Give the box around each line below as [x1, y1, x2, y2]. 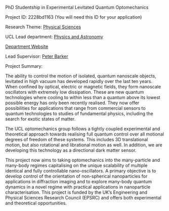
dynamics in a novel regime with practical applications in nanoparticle [5, 184, 151, 190]
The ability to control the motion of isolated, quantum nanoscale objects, [5, 73, 156, 79]
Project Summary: [5, 63, 43, 69]
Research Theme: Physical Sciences [5, 24, 81, 30]
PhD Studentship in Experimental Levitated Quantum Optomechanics [5, 5, 149, 10]
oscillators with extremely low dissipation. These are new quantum [5, 89, 144, 95]
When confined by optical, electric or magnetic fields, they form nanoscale [5, 83, 161, 90]
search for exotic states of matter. [5, 116, 76, 122]
